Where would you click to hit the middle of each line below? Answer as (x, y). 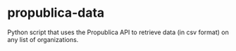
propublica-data (56, 13)
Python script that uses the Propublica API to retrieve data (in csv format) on (118, 32)
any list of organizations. (43, 39)
